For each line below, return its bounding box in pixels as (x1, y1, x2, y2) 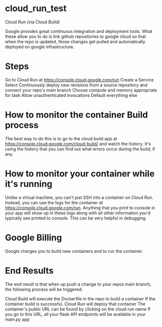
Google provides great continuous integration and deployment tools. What (5, 28, 153, 34)
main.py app (5, 316, 30, 322)
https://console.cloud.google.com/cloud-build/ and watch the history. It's (5, 141, 151, 147)
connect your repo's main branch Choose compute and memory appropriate (5, 87, 157, 93)
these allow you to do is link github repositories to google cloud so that (5, 33, 146, 39)
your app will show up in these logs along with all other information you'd (5, 210, 151, 216)
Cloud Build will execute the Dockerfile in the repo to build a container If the (5, 295, 156, 301)
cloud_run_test (5, 3, 67, 14)
